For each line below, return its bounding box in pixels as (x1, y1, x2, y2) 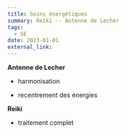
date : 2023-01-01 (7, 37, 59, 44)
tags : (7, 24, 24, 31)
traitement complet (17, 118, 74, 127)
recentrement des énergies (17, 91, 98, 99)
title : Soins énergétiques (7, 10, 88, 18)
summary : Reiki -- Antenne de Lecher (7, 17, 120, 24)
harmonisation (17, 77, 61, 86)
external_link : (7, 43, 53, 51)
